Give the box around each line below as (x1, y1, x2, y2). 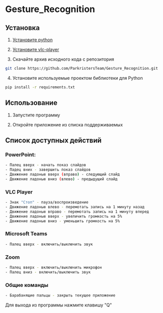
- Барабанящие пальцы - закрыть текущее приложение (5, 292, 115, 298)
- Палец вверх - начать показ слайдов (5, 163, 86, 168)
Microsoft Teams (5, 230, 48, 237)
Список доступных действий (5, 136, 102, 144)
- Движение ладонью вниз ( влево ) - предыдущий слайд (5, 177, 118, 182)
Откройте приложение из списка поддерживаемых (12, 121, 123, 127)
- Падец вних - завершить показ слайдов (5, 167, 91, 173)
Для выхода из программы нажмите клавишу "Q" (5, 302, 112, 308)
